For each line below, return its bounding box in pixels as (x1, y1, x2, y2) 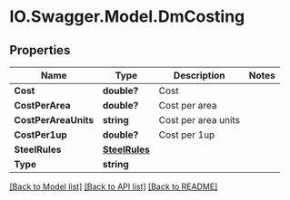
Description (173, 70, 225, 81)
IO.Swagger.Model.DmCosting (9, 6, 245, 27)
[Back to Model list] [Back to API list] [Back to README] (9, 181, 218, 192)
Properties (9, 43, 71, 58)
